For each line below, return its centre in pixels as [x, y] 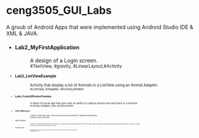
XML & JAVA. [22, 33]
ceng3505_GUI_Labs [59, 10]
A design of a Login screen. [64, 61]
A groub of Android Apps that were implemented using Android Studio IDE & [100, 27]
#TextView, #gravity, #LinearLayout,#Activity [76, 67]
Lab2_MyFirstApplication [47, 47]
